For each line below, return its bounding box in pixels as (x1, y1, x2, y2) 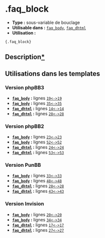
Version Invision (5, 200, 44, 207)
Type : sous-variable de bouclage (12, 20, 80, 25)
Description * (5, 53, 45, 61)
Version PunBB (5, 162, 41, 169)
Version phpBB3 (5, 84, 45, 91)
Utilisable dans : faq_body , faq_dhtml (12, 24, 86, 30)
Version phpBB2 (5, 123, 45, 130)
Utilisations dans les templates (5, 69, 101, 78)
